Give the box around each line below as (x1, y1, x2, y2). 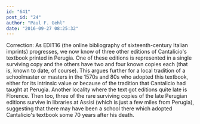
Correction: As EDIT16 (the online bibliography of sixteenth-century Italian (6, 42, 188, 49)
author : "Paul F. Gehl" (6, 20, 66, 26)
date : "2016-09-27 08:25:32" (6, 25, 79, 32)
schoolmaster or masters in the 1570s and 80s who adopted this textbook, (6, 73, 189, 80)
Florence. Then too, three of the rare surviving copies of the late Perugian (6, 92, 187, 100)
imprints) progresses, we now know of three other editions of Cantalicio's (6, 48, 187, 55)
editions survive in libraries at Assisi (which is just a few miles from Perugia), (6, 99, 195, 106)
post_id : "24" (6, 14, 42, 20)
